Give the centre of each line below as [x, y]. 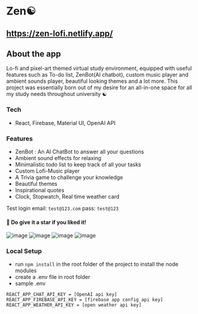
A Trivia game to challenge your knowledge [69, 177]
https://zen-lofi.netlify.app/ [60, 34]
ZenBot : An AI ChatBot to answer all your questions [79, 152]
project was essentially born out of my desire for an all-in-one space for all [99, 88]
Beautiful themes [36, 184]
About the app [34, 53]
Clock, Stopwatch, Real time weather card [67, 196]
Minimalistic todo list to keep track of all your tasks [78, 164]
